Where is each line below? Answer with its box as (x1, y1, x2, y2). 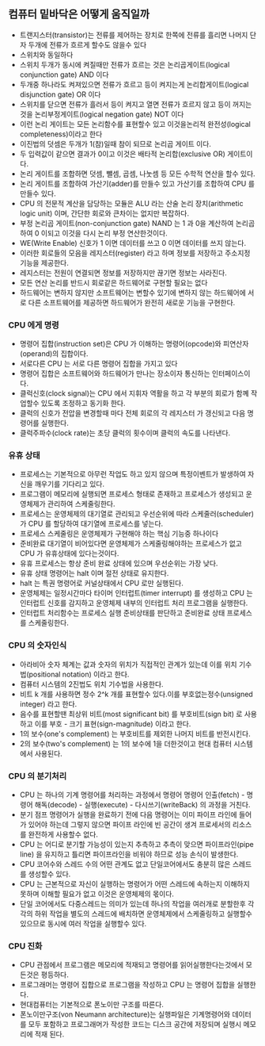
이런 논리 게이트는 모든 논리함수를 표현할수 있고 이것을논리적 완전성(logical (19, 119, 251, 128)
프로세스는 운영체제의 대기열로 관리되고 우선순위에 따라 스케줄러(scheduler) (19, 509, 255, 519)
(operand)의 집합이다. (19, 349, 89, 358)
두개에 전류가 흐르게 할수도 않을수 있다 (28, 40, 147, 49)
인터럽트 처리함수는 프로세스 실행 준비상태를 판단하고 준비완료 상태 (19, 608, 225, 618)
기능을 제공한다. (19, 258, 69, 267)
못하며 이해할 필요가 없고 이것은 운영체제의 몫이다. (19, 889, 174, 898)
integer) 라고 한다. (19, 699, 78, 708)
